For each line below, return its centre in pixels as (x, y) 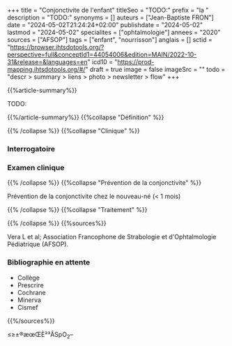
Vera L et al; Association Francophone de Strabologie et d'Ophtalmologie (112, 237)
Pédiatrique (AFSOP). (38, 244)
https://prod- (136, 62)
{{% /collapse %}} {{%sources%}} (57, 223)
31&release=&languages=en (48, 62)
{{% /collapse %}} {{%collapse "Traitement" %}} (77, 210)
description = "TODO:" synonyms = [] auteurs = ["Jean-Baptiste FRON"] (110, 17)
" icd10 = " (102, 62)
